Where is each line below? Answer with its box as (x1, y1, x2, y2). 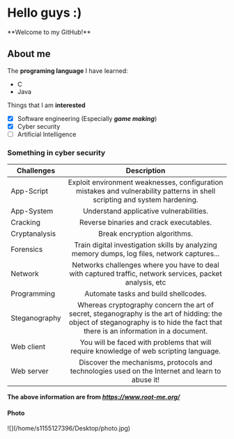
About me (7, 48, 51, 60)
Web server (10, 367, 49, 376)
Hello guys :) (7, 5, 82, 21)
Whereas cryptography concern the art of (77, 301, 214, 310)
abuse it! (131, 375, 160, 385)
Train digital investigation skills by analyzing (74, 240, 217, 250)
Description (125, 166, 166, 175)
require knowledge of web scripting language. (70, 346, 221, 356)
